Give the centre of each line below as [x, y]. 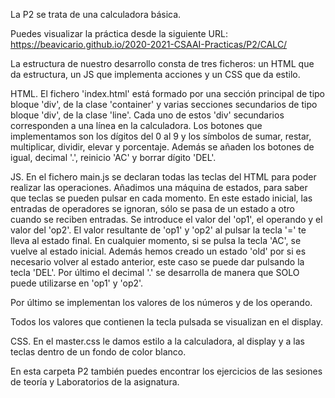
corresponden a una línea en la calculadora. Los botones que [136, 125]
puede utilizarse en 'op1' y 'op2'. [77, 283]
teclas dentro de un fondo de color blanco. [98, 352]
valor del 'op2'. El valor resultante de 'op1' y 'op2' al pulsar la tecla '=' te [158, 230]
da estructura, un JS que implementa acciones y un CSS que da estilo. [155, 74]
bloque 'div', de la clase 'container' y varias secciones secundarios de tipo [164, 104]
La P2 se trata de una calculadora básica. [96, 14]
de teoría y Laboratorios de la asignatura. [95, 382]
